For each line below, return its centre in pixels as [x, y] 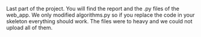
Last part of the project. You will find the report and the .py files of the [93, 9]
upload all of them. [29, 27]
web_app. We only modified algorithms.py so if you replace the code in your [100, 15]
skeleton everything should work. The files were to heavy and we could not [99, 21]
